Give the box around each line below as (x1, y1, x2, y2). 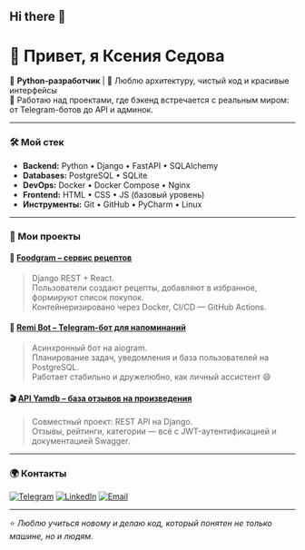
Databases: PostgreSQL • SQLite (22, 170, 148, 181)
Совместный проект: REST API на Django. (31, 417, 193, 427)
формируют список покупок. (31, 291, 144, 302)
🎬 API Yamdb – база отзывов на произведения (9, 392, 192, 404)
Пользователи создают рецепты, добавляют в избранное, (31, 282, 258, 293)
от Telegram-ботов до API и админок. (9, 104, 154, 115)
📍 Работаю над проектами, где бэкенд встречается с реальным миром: (9, 94, 290, 105)
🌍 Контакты (9, 467, 67, 480)
